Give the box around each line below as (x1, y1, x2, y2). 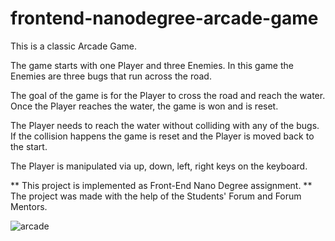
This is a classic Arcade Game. (10, 40, 138, 52)
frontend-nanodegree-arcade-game (10, 7, 319, 30)
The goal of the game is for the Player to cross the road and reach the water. (10, 89, 326, 101)
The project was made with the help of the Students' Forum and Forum (10, 190, 302, 202)
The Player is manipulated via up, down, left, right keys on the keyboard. (10, 160, 308, 172)
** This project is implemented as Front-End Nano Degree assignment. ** (10, 179, 313, 191)
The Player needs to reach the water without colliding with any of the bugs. (10, 119, 320, 131)
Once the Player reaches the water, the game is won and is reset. (10, 100, 279, 112)
